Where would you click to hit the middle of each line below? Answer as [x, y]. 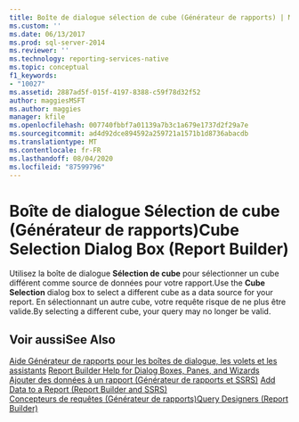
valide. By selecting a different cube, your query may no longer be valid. [140, 311]
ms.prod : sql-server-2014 [57, 42]
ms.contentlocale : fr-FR [55, 150]
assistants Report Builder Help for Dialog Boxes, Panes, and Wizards [134, 370]
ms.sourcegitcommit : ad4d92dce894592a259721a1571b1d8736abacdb [129, 134]
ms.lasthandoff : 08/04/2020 [61, 158]
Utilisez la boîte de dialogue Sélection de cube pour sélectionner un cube [144, 274]
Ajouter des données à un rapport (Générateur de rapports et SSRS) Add [142, 380]
